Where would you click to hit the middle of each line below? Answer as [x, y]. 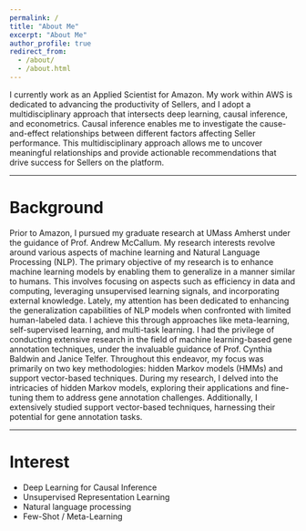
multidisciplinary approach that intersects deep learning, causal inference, [149, 114]
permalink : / [34, 18]
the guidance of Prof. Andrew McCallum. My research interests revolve [143, 242]
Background [56, 208]
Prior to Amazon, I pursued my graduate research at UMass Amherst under [150, 232]
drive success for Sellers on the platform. [87, 162]
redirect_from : [38, 52]
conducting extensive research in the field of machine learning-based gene [151, 339]
